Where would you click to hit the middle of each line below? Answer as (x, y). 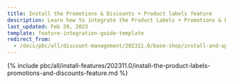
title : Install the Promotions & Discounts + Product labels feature (110, 14)
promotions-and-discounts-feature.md (62, 73)
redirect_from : (29, 40)
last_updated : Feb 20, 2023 (48, 26)
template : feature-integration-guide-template (76, 33)
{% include (23, 66)
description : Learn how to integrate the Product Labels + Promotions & (114, 20)
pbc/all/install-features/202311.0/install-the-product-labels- (125, 66)
